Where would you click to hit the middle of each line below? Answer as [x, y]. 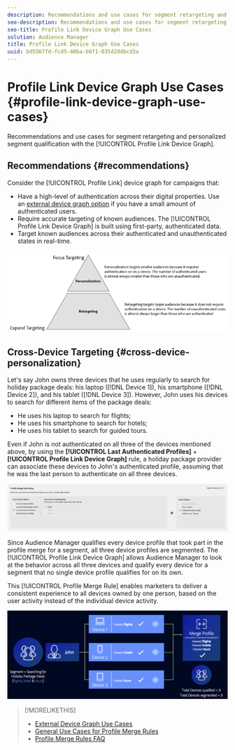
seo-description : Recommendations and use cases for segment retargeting [117, 22]
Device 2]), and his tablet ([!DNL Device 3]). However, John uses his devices [117, 395]
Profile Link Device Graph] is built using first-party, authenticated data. [119, 226]
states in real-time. [44, 241]
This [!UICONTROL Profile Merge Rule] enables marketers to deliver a [107, 586]
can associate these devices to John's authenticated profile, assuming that [115, 466]
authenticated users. [47, 211]
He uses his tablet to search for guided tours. [83, 431]
